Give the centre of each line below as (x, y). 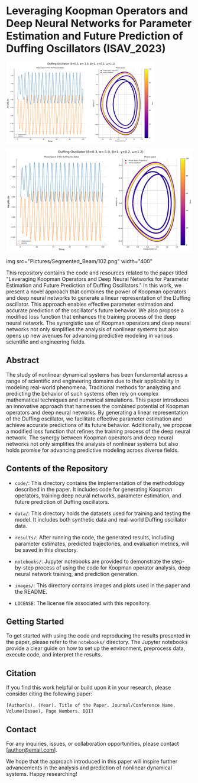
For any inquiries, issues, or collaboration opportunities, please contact (92, 744)
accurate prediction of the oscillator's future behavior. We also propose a (95, 310)
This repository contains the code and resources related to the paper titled (97, 273)
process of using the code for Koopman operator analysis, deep (113, 567)
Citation (21, 673)
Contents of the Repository (57, 469)
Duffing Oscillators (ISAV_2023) (86, 49)
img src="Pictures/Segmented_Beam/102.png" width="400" (79, 261)
